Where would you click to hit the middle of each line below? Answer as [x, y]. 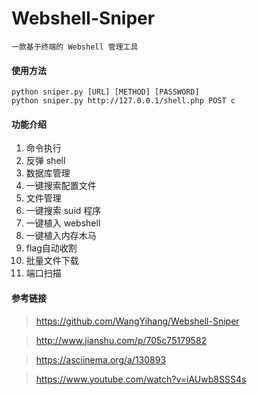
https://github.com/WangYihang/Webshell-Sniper [137, 321]
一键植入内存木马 [61, 236]
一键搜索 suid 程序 [63, 211]
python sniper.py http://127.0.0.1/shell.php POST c [123, 101]
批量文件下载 [52, 261]
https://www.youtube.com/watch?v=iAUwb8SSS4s [141, 379]
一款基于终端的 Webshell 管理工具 [75, 47]
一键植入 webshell [63, 223]
